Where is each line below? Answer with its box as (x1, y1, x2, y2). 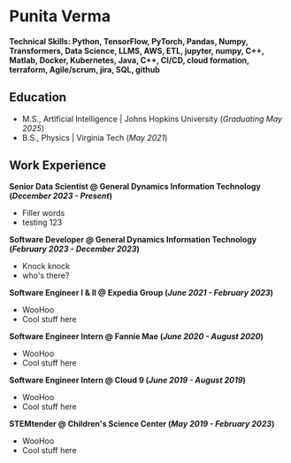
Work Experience (9, 158, 107, 173)
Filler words (21, 208, 65, 219)
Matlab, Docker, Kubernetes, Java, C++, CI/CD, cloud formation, (9, 55, 249, 66)
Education (9, 90, 67, 105)
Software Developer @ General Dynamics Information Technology (9, 235, 257, 245)
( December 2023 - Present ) (9, 190, 113, 201)
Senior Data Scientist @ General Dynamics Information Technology (9, 181, 261, 192)
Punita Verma (9, 6, 111, 27)
